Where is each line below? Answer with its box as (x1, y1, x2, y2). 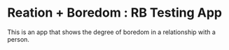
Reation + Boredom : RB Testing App (7, 5, 223, 21)
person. (7, 35, 30, 43)
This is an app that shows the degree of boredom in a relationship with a (7, 28, 216, 36)
